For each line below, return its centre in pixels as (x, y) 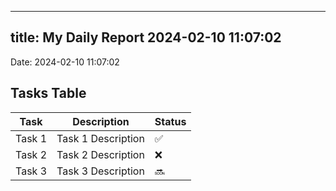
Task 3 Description (100, 171)
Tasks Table (48, 93)
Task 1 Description (100, 138)
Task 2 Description (100, 154)
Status (170, 121)
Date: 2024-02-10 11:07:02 (65, 62)
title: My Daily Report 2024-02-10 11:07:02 (146, 37)
